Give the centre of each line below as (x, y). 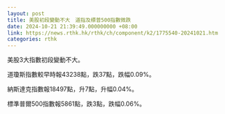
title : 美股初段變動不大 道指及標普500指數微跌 (69, 20)
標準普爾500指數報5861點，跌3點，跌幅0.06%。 (76, 104)
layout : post (26, 13)
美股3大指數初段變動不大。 (46, 60)
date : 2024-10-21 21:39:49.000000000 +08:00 (72, 26)
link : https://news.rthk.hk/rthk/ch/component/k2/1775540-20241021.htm (112, 33)
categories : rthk (32, 39)
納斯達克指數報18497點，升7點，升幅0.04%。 (73, 89)
